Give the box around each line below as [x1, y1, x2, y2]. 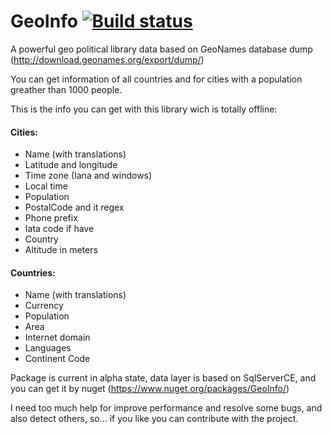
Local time [24, 180, 68, 192]
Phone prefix [24, 212, 78, 224]
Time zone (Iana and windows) [24, 170, 153, 182]
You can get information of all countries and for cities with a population [10, 73, 303, 85]
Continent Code [24, 353, 91, 365]
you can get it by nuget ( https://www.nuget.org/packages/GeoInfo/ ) [10, 383, 290, 395]
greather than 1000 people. [10, 83, 123, 95]
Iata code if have [24, 223, 95, 235]
